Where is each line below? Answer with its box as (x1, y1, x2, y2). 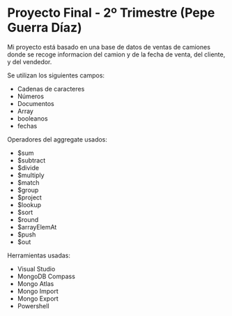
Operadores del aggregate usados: (7, 135, 108, 144)
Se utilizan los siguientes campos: (7, 71, 105, 80)
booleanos (17, 114, 48, 123)
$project (17, 193, 42, 202)
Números (17, 92, 44, 100)
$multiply (17, 171, 45, 179)
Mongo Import (17, 287, 59, 295)
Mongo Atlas (17, 279, 54, 287)
